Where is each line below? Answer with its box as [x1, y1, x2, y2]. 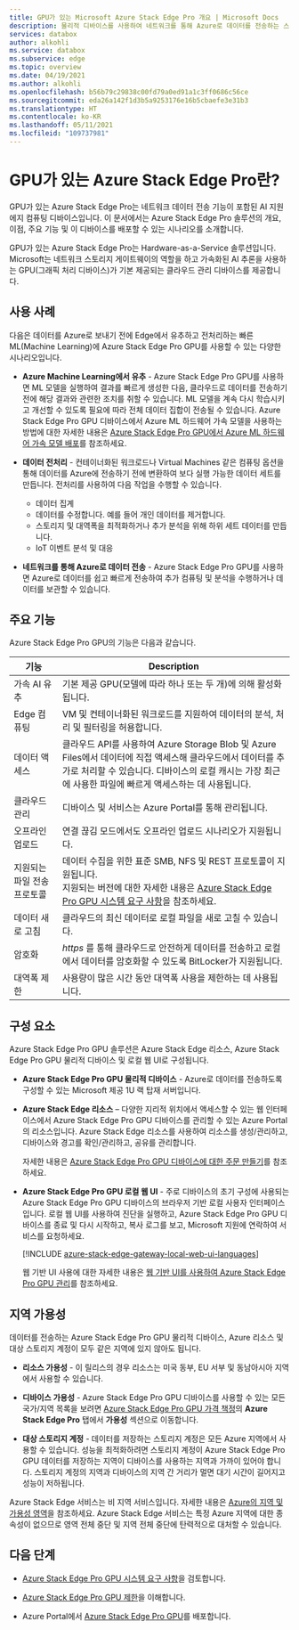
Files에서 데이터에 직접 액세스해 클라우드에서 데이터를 [61, 752, 274, 764]
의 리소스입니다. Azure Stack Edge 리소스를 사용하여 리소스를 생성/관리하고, [21, 1126, 288, 1137]
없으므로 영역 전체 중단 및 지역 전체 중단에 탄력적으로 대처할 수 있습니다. [32, 1520, 282, 1530]
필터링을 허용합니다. [83, 721, 163, 734]
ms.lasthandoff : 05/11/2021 [9, 121, 114, 130]
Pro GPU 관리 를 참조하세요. [21, 1278, 118, 1289]
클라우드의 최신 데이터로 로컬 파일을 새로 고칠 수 [61, 912, 252, 925]
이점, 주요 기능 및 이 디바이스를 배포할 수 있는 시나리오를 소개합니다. [9, 224, 244, 234]
